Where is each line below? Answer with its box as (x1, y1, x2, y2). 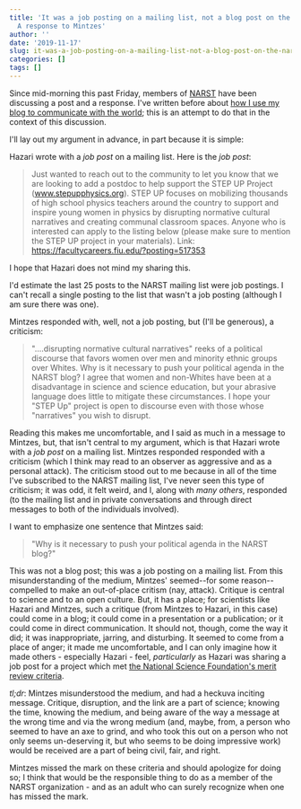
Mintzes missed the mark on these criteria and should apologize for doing (9, 762, 282, 773)
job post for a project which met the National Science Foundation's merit (9, 661, 277, 672)
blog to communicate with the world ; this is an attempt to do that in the (9, 107, 271, 118)
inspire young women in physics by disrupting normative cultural (30, 207, 271, 217)
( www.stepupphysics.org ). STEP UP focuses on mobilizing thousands (30, 188, 288, 198)
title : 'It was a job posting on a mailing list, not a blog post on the (9, 13, 291, 22)
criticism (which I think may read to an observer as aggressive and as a (9, 455, 272, 467)
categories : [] (9, 55, 66, 64)
